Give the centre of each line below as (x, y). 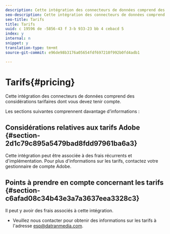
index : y (15, 34)
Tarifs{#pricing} (40, 82)
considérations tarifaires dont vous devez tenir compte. (63, 102)
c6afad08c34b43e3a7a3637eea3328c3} (73, 198)
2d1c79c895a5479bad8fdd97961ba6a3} (71, 143)
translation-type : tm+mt (32, 48)
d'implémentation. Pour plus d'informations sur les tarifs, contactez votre (82, 161)
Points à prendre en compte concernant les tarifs (84, 182)
